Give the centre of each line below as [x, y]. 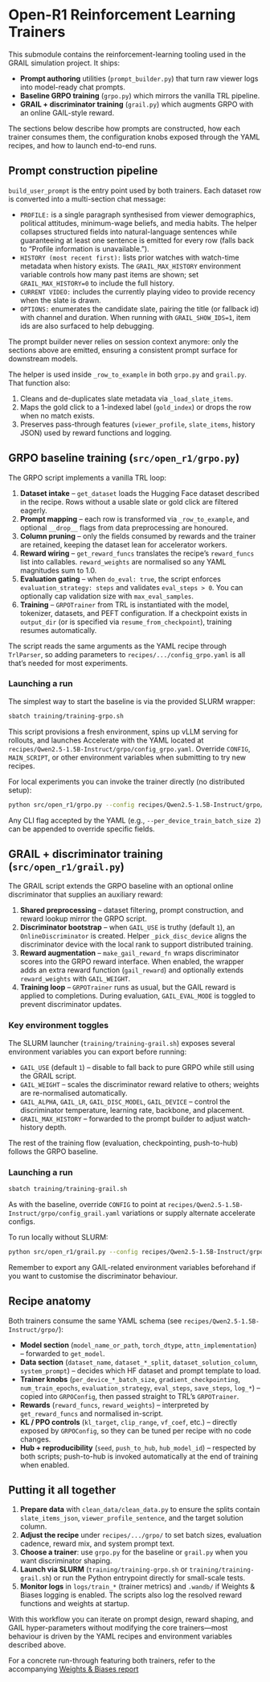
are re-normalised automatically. [74, 1093]
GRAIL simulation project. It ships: [64, 63]
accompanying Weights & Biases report [74, 1669]
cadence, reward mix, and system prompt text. [97, 1544]
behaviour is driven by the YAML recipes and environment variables [121, 1636]
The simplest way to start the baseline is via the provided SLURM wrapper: [132, 701]
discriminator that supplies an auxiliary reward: [86, 895]
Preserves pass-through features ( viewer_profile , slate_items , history [137, 424]
